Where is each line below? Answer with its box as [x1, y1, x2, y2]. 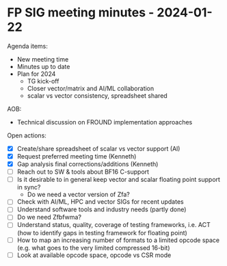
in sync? [16, 183, 41, 191]
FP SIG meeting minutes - [7, 5, 155, 21]
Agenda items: [7, 42, 48, 50]
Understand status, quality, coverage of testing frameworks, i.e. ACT [16, 221, 211, 229]
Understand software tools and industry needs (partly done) [16, 205, 187, 213]
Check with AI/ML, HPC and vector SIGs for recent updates [16, 198, 184, 206]
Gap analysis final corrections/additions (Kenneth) [16, 160, 159, 168]
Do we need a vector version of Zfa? [27, 190, 130, 199]
